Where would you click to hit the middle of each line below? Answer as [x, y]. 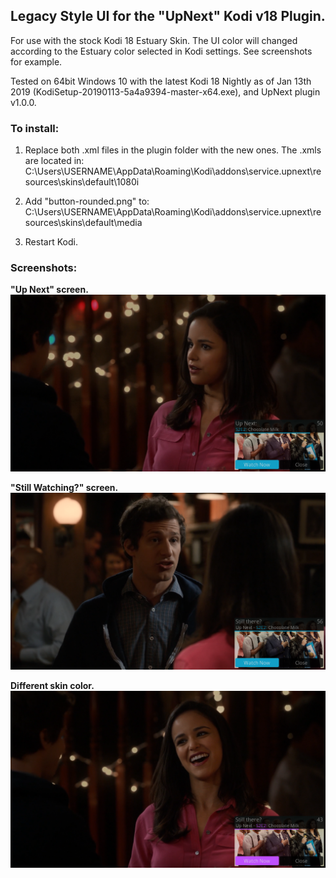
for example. [36, 61]
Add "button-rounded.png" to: [87, 201]
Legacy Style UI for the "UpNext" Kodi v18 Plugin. [168, 16]
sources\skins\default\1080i [82, 182]
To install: [35, 128]
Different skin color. [52, 686]
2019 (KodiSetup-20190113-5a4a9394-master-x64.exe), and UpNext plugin [165, 91]
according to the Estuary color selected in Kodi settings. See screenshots [161, 51]
